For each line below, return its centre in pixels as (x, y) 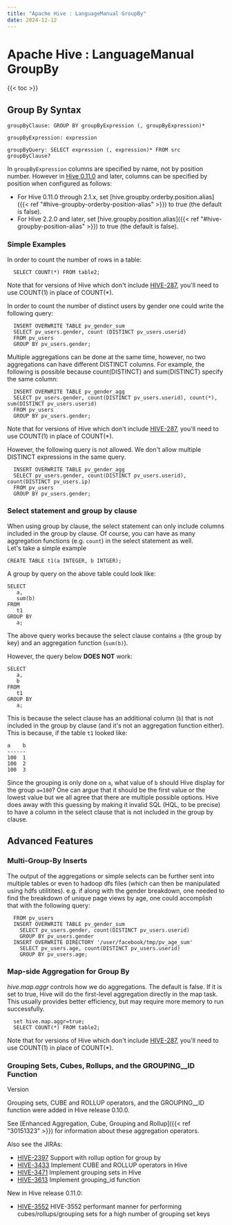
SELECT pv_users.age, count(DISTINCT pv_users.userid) (100, 948)
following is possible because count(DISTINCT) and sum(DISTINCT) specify (115, 372)
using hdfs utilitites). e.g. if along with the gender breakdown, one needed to (116, 891)
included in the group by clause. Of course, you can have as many (101, 533)
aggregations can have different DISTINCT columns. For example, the (106, 364)
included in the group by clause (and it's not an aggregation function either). (116, 725)
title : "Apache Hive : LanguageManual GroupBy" (77, 13)
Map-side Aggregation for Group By (68, 972)
